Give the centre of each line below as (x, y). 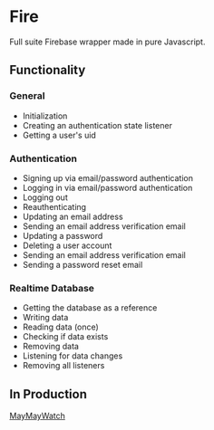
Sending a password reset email (83, 264)
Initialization (45, 116)
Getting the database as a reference (90, 308)
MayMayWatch (38, 416)
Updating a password (63, 235)
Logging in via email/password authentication (107, 187)
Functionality (48, 70)
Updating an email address (73, 216)
